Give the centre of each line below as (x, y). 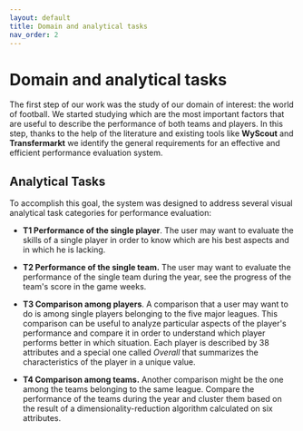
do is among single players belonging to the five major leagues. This (150, 314)
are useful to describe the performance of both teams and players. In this (147, 124)
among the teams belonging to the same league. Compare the (138, 389)
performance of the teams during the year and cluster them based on (152, 399)
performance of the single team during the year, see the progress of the (157, 277)
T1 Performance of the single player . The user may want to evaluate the (158, 230)
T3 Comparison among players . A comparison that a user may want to (155, 304)
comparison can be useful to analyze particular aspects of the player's (155, 324)
